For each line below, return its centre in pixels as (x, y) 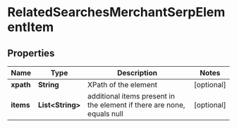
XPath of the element (122, 85)
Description (137, 73)
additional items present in (131, 96)
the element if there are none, (136, 105)
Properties (31, 53)
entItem (31, 27)
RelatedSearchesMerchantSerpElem (116, 12)
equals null (105, 114)
